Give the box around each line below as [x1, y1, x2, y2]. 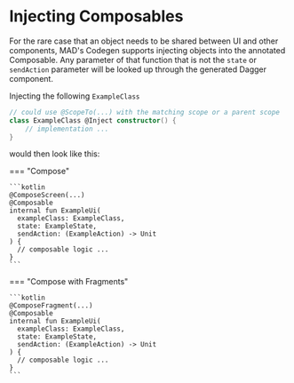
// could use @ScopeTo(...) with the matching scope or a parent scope [9, 108, 280, 116]
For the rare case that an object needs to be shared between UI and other [9, 36, 279, 46]
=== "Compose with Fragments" [9, 276, 129, 287]
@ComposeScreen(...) [9, 191, 86, 200]
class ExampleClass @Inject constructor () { [9, 116, 177, 125]
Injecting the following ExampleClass [9, 91, 140, 101]
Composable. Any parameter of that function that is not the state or [9, 54, 258, 65]
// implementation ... [25, 124, 109, 133]
